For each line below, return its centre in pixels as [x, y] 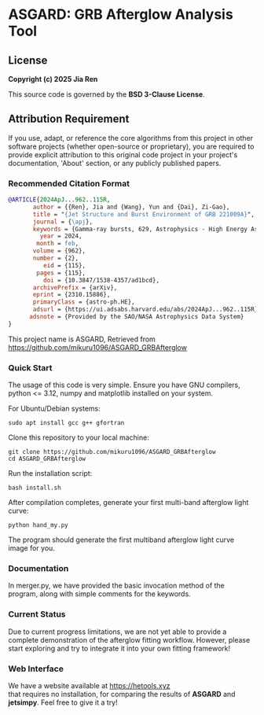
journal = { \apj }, [62, 222]
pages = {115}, [61, 273]
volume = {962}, [59, 251]
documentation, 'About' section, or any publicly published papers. [115, 163]
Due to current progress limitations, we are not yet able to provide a [117, 632]
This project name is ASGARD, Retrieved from [82, 339]
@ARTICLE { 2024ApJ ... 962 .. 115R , [59, 200]
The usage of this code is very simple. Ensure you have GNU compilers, [125, 385]
